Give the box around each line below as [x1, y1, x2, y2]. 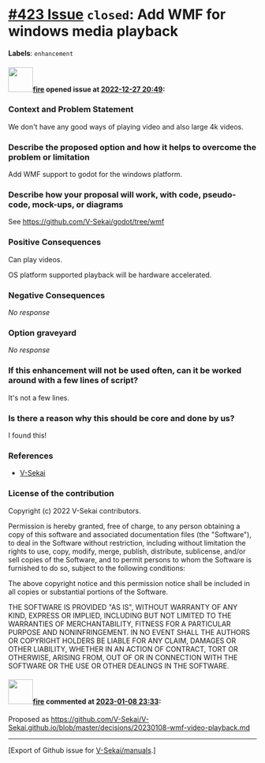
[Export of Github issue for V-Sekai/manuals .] [8, 745, 156, 755]
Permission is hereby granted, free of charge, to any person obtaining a [8, 521, 241, 531]
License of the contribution [8, 488, 114, 499]
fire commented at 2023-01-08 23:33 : [32, 697, 162, 706]
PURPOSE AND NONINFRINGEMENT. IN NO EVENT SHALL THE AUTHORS [8, 627, 251, 637]
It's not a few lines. [8, 393, 69, 402]
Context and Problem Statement [8, 104, 134, 115]
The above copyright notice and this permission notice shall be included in [8, 578, 250, 588]
